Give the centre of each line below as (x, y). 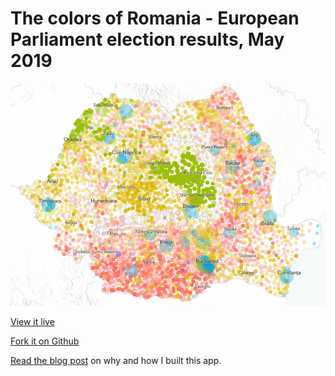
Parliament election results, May (147, 39)
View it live (32, 321)
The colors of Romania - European (155, 18)
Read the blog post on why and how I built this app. (116, 360)
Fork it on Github (45, 341)
